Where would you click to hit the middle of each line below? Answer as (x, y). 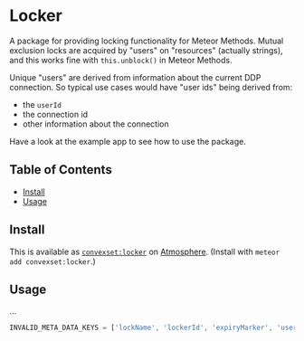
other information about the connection (95, 124)
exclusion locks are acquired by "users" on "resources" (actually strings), (146, 50)
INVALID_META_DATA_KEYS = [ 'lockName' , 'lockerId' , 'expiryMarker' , (141, 328)
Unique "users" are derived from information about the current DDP (135, 77)
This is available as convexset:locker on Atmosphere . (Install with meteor (145, 251)
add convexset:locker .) (53, 261)
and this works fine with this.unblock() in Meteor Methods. (121, 60)
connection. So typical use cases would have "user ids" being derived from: (151, 87)
